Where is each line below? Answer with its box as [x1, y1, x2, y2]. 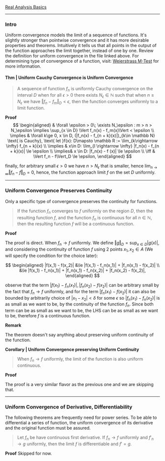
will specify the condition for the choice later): [5, 253, 98, 258]
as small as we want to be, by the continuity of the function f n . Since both [5, 301, 154, 308]
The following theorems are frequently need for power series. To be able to [5, 414, 157, 421]
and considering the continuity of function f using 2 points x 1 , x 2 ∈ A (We [5, 246, 153, 253]
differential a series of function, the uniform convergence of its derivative [5, 420, 153, 426]
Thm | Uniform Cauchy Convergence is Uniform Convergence [5, 75, 134, 80]
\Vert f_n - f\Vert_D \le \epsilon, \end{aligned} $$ [33, 153, 132, 159]
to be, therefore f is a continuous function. [5, 313, 91, 319]
